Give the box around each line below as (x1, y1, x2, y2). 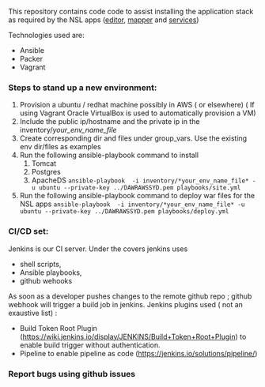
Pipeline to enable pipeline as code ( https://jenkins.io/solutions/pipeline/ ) (19, 348, 258, 358)
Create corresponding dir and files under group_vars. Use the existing (19, 133, 248, 143)
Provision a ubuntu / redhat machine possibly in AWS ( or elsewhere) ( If (19, 100, 255, 110)
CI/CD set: (8, 226, 49, 237)
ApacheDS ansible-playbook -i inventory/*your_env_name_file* (31, 175, 249, 185)
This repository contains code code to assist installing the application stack (8, 7, 254, 16)
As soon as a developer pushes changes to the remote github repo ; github (8, 291, 252, 301)
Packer (19, 54, 44, 63)
